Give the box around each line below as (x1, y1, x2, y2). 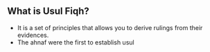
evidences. (17, 31, 49, 39)
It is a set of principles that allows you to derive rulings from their (17, 23, 203, 31)
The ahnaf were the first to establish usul (17, 38, 134, 47)
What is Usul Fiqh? (7, 5, 90, 17)
